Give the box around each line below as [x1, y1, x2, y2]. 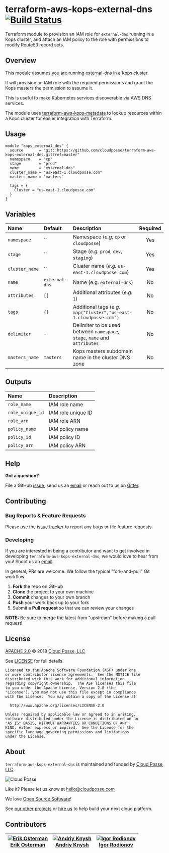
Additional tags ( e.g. [72, 304, 121, 311]
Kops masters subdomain [72, 347, 133, 355]
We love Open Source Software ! [5, 795, 72, 801]
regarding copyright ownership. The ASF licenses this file [5, 681, 136, 686]
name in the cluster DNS [72, 354, 130, 361]
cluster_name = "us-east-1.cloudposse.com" [10, 170, 102, 175]
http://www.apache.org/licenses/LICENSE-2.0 [10, 703, 105, 708]
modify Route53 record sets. [5, 41, 64, 47]
